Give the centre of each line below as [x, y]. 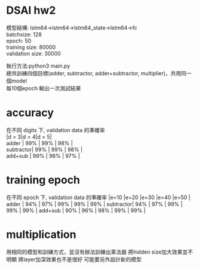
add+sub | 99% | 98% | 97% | [43, 155]
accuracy [30, 113]
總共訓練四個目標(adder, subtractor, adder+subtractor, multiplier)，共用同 [97, 73]
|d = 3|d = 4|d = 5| [29, 137]
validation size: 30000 [33, 53]
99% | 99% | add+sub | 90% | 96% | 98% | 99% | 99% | [76, 210]
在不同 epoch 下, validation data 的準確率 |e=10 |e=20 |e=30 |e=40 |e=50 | [98, 197]
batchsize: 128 [24, 34]
